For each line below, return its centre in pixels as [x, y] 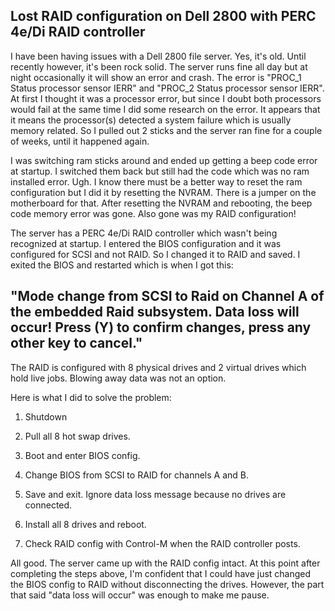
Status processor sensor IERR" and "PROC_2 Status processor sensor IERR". [167, 88]
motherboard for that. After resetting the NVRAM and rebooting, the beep [161, 203]
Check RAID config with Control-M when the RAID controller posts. [162, 543]
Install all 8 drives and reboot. [85, 524]
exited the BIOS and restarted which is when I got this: [122, 265]
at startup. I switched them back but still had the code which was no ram [160, 171]
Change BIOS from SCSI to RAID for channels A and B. [136, 475]
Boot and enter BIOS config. [82, 455]
